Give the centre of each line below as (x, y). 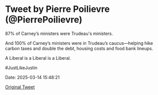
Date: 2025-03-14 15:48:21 (32, 77)
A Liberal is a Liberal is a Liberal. (38, 58)
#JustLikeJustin (21, 68)
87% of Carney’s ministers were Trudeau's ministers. (59, 33)
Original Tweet (20, 87)
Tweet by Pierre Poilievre (57, 9)
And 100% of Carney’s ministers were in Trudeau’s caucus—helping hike (79, 43)
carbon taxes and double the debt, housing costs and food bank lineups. (79, 48)
